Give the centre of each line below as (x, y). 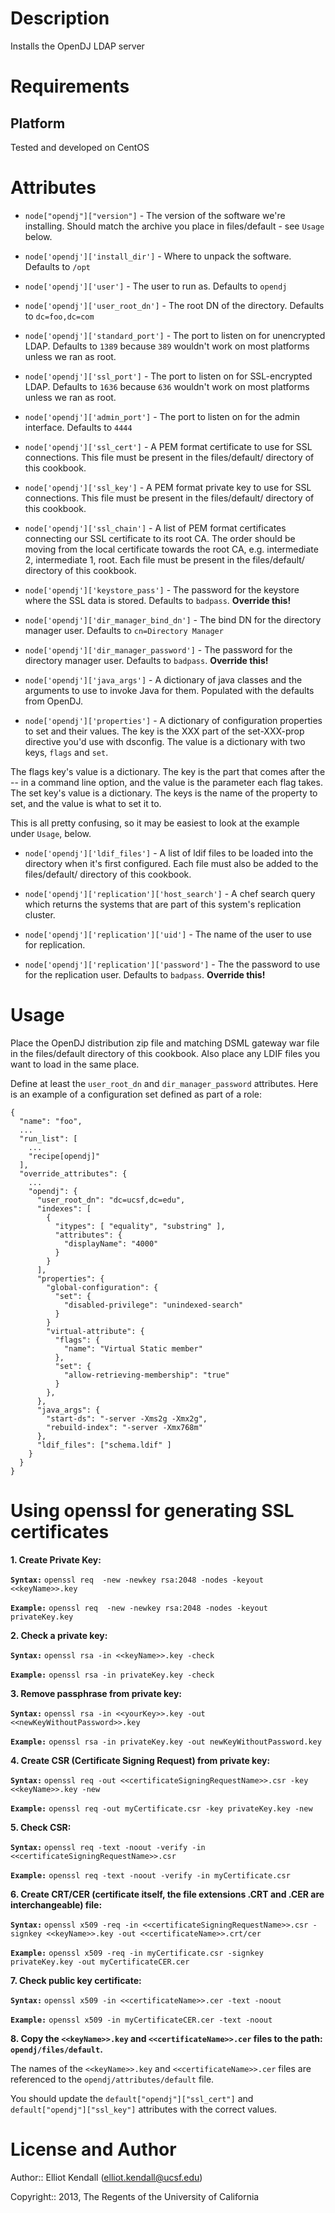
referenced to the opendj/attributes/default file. (112, 2079)
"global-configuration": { (102, 1287)
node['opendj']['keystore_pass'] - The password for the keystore (162, 589)
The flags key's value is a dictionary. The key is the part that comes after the (168, 771)
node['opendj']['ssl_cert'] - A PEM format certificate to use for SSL (168, 446)
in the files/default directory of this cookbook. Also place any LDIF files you (165, 1053)
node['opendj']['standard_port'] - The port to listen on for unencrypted (175, 335)
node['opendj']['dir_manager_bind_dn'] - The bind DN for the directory (173, 619)
